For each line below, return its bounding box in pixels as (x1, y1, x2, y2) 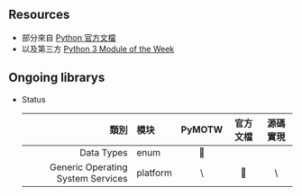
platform (136, 166, 173, 179)
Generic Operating (49, 161, 128, 174)
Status (21, 94, 46, 104)
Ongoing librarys (8, 70, 105, 85)
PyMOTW (180, 123, 224, 136)
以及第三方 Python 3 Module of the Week (21, 43, 175, 54)
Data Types (79, 146, 128, 158)
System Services (56, 172, 128, 184)
